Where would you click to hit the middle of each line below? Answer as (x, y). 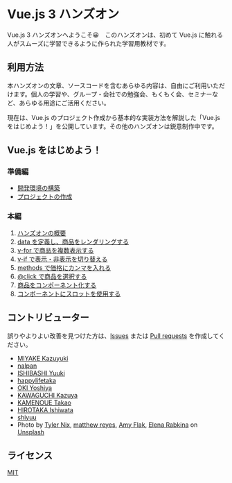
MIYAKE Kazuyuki (43, 358)
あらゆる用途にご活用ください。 (65, 103)
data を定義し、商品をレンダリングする (73, 241)
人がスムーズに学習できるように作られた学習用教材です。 (89, 43)
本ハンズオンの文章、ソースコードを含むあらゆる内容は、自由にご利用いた (113, 85)
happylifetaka (37, 380)
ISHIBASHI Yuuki (41, 373)
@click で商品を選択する (52, 276)
